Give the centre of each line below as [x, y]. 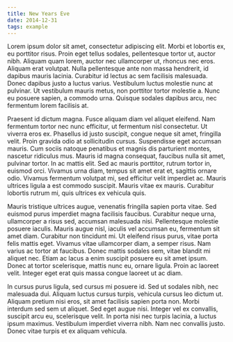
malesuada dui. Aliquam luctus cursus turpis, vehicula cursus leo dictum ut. [115, 294]
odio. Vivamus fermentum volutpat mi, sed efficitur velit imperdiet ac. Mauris [117, 178]
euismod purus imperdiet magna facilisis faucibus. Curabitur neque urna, [112, 214]
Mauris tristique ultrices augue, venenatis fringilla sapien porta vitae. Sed [112, 207]
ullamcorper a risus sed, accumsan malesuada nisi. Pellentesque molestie [113, 221]
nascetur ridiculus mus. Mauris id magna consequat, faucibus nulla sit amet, [116, 156]
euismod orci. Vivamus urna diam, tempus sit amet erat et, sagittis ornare [112, 171]
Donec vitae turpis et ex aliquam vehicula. [67, 331]
